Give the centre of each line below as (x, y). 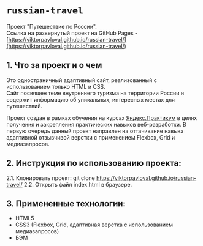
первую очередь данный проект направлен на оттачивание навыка (95, 131)
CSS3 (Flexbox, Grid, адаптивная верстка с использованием (94, 225)
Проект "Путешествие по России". (52, 26)
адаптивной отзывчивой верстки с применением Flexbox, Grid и (91, 137)
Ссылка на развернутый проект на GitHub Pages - (72, 33)
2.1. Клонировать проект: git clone (51, 178)
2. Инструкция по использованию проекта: (94, 163)
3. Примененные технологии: (66, 203)
